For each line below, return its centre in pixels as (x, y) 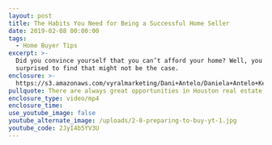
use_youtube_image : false (52, 114)
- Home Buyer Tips (47, 46)
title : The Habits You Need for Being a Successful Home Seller (119, 23)
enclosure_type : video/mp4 (54, 98)
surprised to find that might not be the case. (98, 68)
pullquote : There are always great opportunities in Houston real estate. (137, 91)
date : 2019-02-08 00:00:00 (54, 31)
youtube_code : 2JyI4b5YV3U (54, 128)
